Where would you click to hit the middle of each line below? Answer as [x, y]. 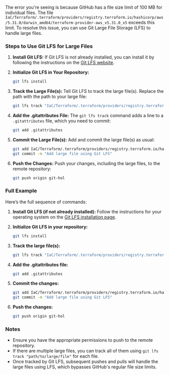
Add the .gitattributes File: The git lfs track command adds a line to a [88, 116]
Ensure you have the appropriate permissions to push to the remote [82, 340]
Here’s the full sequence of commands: [46, 202]
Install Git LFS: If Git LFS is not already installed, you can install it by [83, 57]
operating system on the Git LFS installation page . [64, 217]
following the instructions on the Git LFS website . [64, 63]
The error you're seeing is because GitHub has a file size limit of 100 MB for [84, 7]
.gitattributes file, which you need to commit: [62, 121]
